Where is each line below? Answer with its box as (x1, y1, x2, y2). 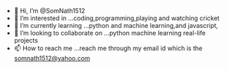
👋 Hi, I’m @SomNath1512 (13, 7, 86, 15)
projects (13, 36, 39, 45)
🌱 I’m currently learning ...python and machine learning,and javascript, (13, 22, 219, 29)
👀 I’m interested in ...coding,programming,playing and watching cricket (13, 14, 220, 22)
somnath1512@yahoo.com (13, 54, 90, 62)
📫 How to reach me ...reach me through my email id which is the (13, 44, 203, 52)
